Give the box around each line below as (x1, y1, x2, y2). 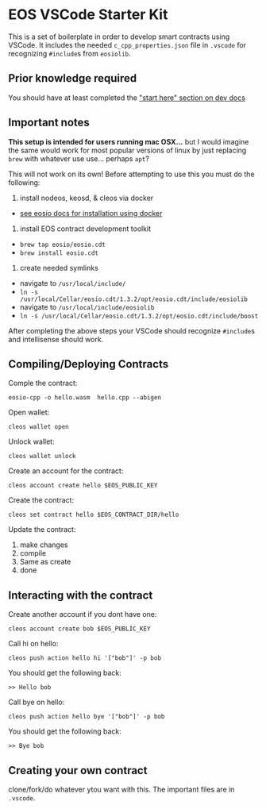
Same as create (19, 557, 71, 567)
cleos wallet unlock (8, 453, 77, 460)
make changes (19, 540, 68, 549)
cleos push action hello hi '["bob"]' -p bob (8, 654, 161, 662)
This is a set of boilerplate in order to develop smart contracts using (8, 32, 230, 41)
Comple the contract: (8, 379, 78, 388)
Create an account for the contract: (8, 466, 124, 476)
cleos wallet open (8, 423, 69, 431)
